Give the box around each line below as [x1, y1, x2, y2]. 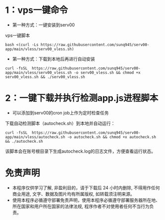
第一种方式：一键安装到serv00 [12, 22, 75, 28]
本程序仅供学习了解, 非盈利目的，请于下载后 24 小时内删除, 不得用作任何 [12, 184, 160, 191]
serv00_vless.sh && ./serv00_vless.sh [5, 74, 85, 79]
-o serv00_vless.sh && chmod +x [73, 70, 141, 75]
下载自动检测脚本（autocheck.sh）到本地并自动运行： [5, 120, 115, 126]
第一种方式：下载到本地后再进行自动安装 [12, 55, 95, 62]
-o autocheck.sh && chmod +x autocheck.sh [67, 134, 156, 139]
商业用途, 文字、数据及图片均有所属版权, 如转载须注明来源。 [12, 191, 135, 197]
